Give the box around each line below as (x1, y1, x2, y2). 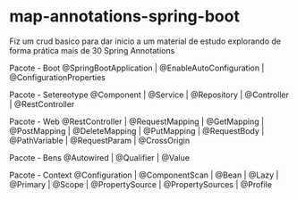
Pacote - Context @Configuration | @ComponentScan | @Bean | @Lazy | (9, 170, 279, 180)
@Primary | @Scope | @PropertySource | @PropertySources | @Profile (9, 178, 273, 189)
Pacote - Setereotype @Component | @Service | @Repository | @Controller (9, 89, 289, 100)
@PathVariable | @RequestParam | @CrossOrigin (9, 135, 191, 145)
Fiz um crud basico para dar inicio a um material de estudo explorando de (9, 36, 282, 46)
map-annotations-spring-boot (9, 6, 240, 27)
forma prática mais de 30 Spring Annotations (9, 45, 175, 55)
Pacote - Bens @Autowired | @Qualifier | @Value (9, 152, 191, 162)
